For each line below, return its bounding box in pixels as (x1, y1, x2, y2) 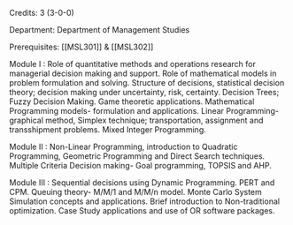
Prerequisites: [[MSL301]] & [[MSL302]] (9, 41, 154, 52)
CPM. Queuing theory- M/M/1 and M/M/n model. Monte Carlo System (9, 187, 263, 197)
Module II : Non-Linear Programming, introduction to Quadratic (9, 141, 238, 152)
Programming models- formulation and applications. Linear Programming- (9, 106, 280, 116)
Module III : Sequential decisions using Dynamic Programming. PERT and (9, 177, 275, 188)
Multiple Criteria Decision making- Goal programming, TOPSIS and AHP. (9, 161, 273, 170)
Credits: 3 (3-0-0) (9, 8, 75, 18)
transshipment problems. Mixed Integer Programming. (9, 124, 206, 135)
